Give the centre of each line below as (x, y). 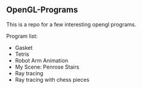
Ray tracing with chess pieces (52, 79)
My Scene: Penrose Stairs (47, 67)
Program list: (22, 36)
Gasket (24, 48)
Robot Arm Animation (41, 60)
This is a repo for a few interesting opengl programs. (71, 24)
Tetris (22, 54)
